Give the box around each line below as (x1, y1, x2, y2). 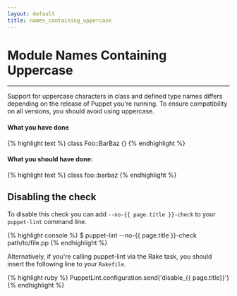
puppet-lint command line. (7, 217, 87, 226)
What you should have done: (7, 155, 93, 164)
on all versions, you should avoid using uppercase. (7, 107, 155, 116)
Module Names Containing (7, 47, 167, 63)
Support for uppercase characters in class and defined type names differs (7, 92, 223, 101)
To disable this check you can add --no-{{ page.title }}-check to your (7, 209, 217, 218)
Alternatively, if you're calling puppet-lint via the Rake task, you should (7, 252, 212, 261)
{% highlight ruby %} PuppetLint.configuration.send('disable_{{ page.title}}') (7, 273, 229, 282)
